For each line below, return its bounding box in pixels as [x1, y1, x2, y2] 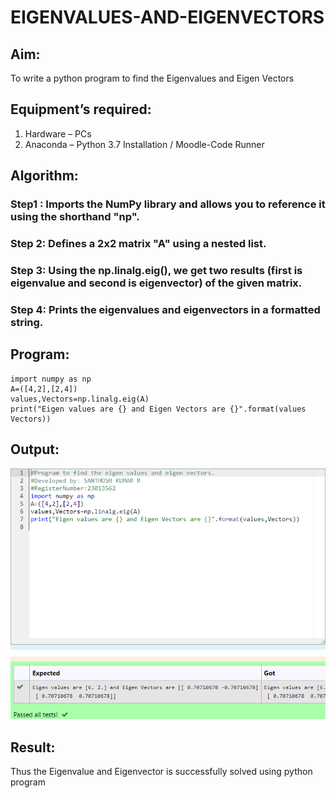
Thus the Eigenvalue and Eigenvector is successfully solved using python [10, 766, 313, 778]
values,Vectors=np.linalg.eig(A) [10, 394, 150, 404]
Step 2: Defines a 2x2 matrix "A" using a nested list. [10, 237, 267, 251]
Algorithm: [10, 167, 79, 185]
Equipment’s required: [10, 101, 152, 118]
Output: [10, 441, 60, 458]
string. [10, 315, 44, 329]
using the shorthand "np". [10, 210, 140, 224]
